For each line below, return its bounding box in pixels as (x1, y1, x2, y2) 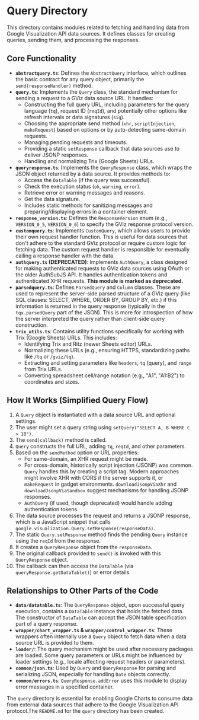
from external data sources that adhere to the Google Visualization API (7, 701, 179, 708)
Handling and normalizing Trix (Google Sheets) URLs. (24, 157, 155, 164)
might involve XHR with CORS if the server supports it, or (24, 474, 163, 481)
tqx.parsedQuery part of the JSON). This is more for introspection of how (15, 308, 193, 316)
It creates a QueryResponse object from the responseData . (15, 543, 153, 550)
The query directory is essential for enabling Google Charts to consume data (7, 695, 193, 702)
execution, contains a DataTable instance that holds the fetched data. (15, 608, 184, 615)
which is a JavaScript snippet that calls (15, 518, 111, 525)
